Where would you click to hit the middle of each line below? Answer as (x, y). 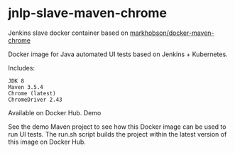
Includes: (21, 68)
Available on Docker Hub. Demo (55, 112)
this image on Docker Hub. (47, 142)
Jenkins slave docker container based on (68, 33)
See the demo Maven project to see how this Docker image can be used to (117, 127)
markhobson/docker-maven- (172, 33)
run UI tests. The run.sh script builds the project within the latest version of (117, 134)
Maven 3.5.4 (26, 87)
